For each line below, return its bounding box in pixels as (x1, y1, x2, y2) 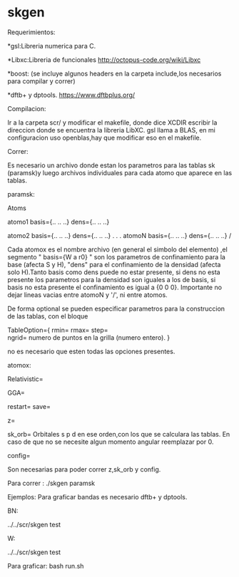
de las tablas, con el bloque (7, 311, 88, 321)
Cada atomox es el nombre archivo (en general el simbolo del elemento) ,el (7, 245, 228, 254)
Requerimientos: (7, 28, 56, 36)
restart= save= (7, 402, 51, 410)
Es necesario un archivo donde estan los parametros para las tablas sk (7, 161, 215, 170)
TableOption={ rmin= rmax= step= (7, 326, 108, 334)
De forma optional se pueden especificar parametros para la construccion (7, 304, 225, 313)
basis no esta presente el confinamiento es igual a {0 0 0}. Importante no (7, 283, 223, 291)
